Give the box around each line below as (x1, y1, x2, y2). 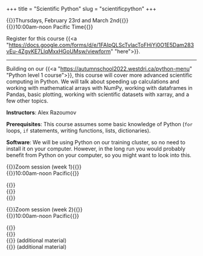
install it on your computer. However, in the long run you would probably (6, 145, 185, 152)
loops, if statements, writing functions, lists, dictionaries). (6, 127, 151, 134)
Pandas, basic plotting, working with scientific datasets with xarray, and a (6, 91, 189, 98)
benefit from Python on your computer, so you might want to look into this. (6, 152, 192, 159)
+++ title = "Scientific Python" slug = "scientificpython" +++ (6, 5, 156, 12)
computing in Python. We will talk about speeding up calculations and (6, 78, 179, 85)
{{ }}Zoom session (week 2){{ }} (6, 206, 83, 213)
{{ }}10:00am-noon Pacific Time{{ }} (6, 24, 94, 30)
